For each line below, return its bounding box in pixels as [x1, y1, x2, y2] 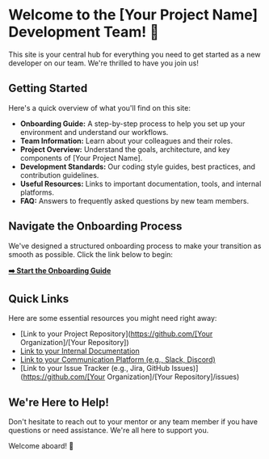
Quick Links [8, 292, 69, 305]
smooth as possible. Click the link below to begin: [8, 249, 174, 259]
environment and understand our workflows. [19, 127, 169, 137]
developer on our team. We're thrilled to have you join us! [8, 58, 200, 68]
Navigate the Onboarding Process [8, 220, 183, 234]
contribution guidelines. [19, 170, 99, 179]
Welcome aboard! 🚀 [8, 441, 74, 451]
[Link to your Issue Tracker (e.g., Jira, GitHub [19, 364, 170, 373]
